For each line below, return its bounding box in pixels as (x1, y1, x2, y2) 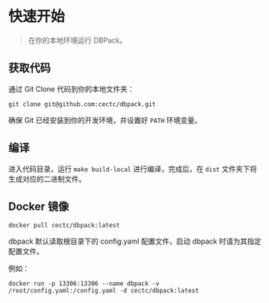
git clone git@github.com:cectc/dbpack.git (8, 100, 157, 109)
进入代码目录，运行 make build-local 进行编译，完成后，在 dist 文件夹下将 (8, 164, 257, 174)
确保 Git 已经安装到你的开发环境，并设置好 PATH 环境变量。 (8, 115, 202, 125)
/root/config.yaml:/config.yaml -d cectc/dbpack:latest (8, 287, 199, 295)
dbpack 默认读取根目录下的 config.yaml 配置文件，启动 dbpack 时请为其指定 (8, 236, 262, 246)
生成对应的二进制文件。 (8, 174, 86, 183)
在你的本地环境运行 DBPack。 (27, 35, 127, 45)
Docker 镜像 (8, 199, 70, 213)
